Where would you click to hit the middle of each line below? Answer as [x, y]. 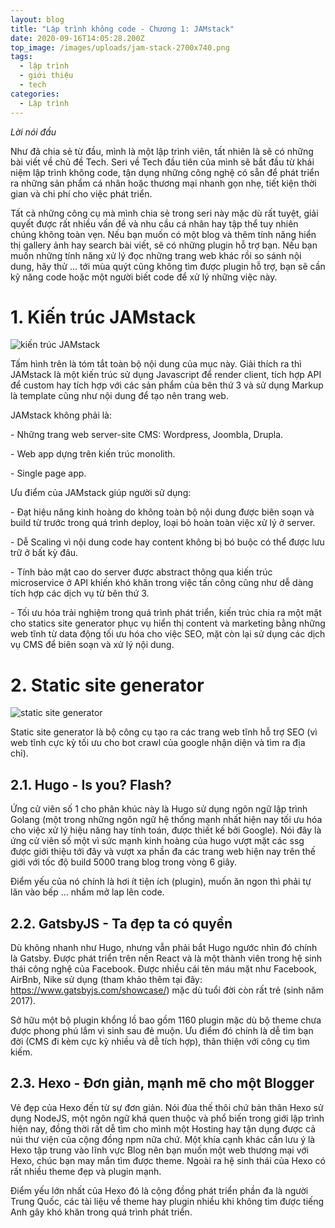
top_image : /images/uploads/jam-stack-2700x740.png [120, 47]
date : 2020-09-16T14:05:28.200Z [77, 38]
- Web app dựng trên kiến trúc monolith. [93, 454]
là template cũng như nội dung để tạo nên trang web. [119, 396]
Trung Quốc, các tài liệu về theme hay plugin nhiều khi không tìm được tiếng [167, 1201]
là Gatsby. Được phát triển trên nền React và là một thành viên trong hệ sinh [166, 958]
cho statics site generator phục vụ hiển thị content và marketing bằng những [168, 623]
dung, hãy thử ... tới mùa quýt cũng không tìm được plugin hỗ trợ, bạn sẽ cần [168, 266]
